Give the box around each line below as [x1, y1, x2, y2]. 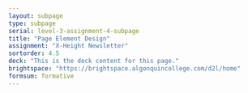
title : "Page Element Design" [8, 34, 111, 43]
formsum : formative [8, 72, 75, 80]
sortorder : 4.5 [8, 49, 60, 57]
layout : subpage [8, 11, 63, 20]
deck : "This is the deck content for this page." [8, 57, 180, 66]
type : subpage [8, 19, 57, 27]
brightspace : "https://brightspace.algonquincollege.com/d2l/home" [8, 65, 242, 73]
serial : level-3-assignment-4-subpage [8, 27, 139, 35]
